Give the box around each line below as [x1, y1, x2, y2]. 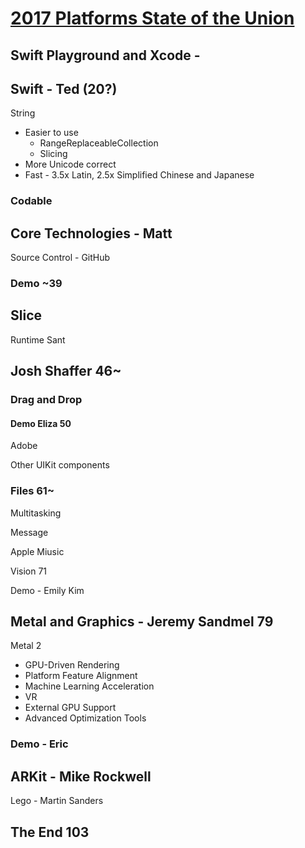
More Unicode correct [24, 158, 117, 171]
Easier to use [24, 127, 79, 139]
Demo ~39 [10, 277, 63, 291]
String [10, 107, 36, 119]
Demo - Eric [10, 737, 69, 751]
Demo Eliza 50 [10, 417, 72, 429]
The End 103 [10, 823, 90, 841]
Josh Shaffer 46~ [10, 363, 122, 380]
